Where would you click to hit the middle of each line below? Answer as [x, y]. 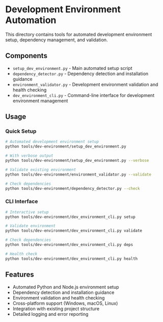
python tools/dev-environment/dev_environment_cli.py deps [69, 245]
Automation [31, 20]
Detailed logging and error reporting [50, 314]
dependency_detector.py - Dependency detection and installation [80, 73]
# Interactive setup [27, 212]
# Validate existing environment [41, 169]
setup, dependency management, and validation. [57, 40]
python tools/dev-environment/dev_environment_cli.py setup [71, 217]
